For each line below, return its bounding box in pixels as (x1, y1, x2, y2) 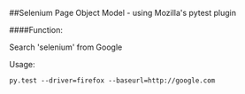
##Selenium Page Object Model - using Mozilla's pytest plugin (9, 8, 237, 18)
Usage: (9, 59, 35, 69)
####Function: (9, 25, 64, 35)
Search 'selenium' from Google (9, 42, 123, 52)
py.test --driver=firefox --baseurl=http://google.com (9, 76, 216, 85)
